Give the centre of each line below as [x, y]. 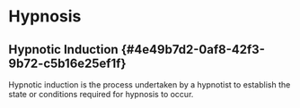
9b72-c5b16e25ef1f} [67, 63]
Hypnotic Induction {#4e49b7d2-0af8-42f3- [137, 50]
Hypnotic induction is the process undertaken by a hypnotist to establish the [150, 85]
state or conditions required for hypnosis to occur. [101, 94]
